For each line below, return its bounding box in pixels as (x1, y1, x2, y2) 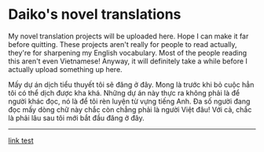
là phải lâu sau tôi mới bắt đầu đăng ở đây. (8, 113, 145, 122)
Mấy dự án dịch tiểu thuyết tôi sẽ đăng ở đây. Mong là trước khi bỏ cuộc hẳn (8, 80, 255, 89)
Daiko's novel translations (8, 5, 181, 24)
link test (8, 136, 34, 145)
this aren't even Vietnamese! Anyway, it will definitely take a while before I (8, 56, 247, 66)
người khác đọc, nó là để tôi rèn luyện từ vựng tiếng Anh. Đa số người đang (8, 96, 251, 106)
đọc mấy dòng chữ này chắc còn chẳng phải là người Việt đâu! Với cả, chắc (8, 104, 252, 114)
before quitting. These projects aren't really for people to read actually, (8, 39, 237, 49)
